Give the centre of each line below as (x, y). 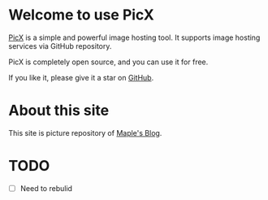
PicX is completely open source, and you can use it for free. (108, 62)
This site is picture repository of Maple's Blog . (85, 133)
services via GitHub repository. (60, 46)
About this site (59, 111)
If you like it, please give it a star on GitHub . (81, 77)
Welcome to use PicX (81, 15)
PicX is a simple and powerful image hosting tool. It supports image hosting (134, 37)
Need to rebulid (46, 188)
